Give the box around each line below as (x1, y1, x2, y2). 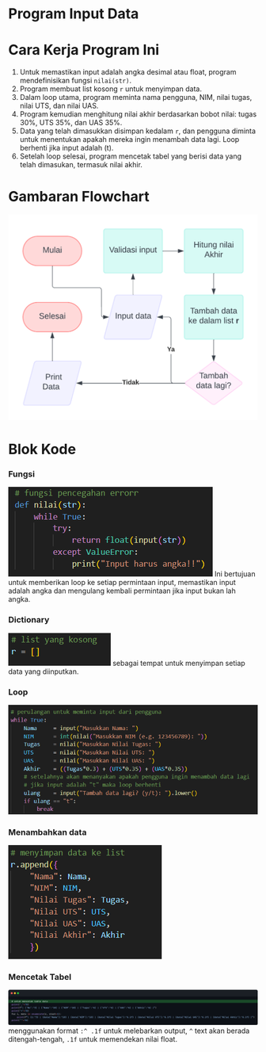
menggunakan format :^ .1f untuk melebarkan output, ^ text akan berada (8, 1026, 250, 1035)
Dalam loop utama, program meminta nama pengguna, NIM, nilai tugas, (19, 93, 253, 102)
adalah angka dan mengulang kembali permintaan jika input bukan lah (8, 586, 236, 595)
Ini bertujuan (214, 569, 256, 579)
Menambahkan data (8, 826, 87, 837)
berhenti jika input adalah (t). (19, 143, 114, 153)
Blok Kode (8, 441, 77, 458)
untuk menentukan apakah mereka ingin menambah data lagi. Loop (19, 135, 240, 144)
